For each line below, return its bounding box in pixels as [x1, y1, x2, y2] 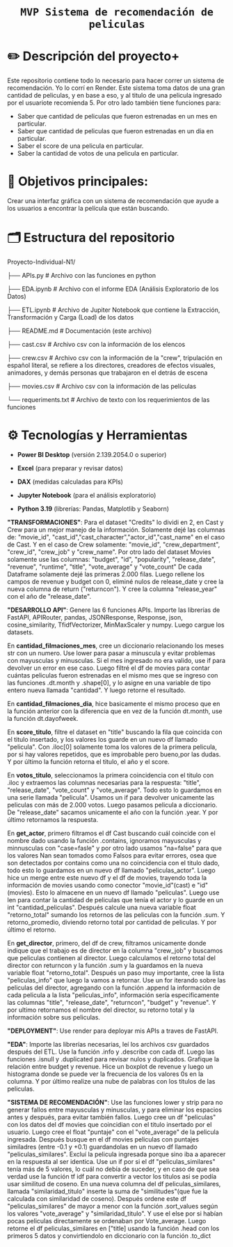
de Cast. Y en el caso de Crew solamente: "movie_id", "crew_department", [7, 540, 220, 548]
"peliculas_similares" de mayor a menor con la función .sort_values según [7, 1202, 218, 1210]
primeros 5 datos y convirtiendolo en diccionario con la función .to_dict [7, 1231, 211, 1240]
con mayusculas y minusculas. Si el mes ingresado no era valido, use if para [7, 656, 226, 664]
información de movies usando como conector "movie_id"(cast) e [7, 881, 196, 889]
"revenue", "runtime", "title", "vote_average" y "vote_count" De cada [7, 562, 202, 571]
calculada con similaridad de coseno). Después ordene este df [7, 1194, 186, 1202]
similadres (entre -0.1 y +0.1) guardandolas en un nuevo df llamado [7, 1142, 198, 1151]
